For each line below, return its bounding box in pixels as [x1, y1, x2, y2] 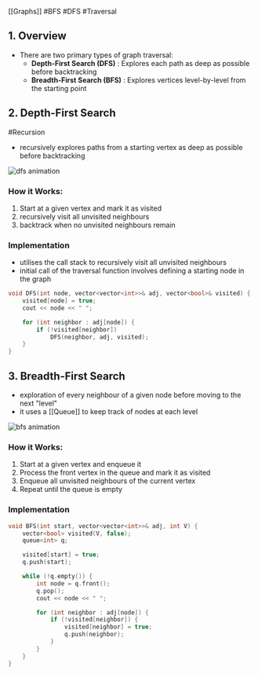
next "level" [19, 398, 57, 408]
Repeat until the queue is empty [19, 485, 123, 494]
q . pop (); [36, 587, 65, 595]
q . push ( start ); [22, 558, 72, 567]
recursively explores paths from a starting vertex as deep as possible [19, 142, 243, 152]
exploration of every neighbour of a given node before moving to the [19, 391, 242, 400]
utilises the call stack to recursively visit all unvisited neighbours [19, 258, 227, 267]
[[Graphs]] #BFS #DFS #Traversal [8, 7, 118, 16]
